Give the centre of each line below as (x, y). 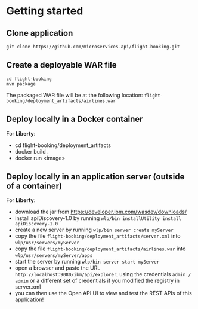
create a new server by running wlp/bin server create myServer (94, 230)
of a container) (34, 186)
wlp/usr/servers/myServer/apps (54, 256)
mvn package (21, 84)
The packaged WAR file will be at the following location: (75, 95)
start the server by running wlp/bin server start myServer (87, 262)
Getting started (45, 11)
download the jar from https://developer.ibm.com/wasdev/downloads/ (100, 212)
